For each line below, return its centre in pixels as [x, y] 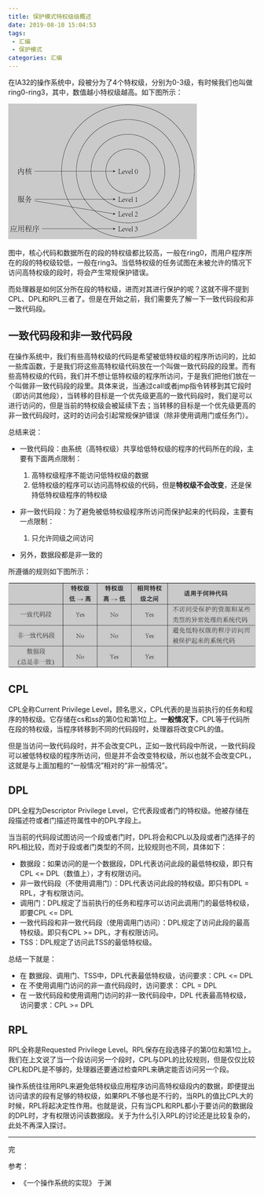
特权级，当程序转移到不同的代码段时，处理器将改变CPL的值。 [128, 729]
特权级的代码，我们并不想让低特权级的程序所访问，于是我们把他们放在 [135, 376]
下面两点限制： [58, 458]
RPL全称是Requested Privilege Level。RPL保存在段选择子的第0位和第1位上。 [132, 1050]
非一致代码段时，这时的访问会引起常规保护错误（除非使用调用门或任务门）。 [130, 415]
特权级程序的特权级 [76, 494]
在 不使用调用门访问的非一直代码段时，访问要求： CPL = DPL [118, 985]
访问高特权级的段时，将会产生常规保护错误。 [81, 272]
